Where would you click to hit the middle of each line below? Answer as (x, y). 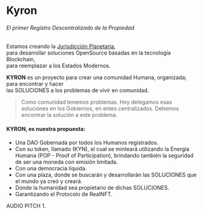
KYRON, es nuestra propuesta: (46, 129)
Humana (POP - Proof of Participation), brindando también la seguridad (104, 155)
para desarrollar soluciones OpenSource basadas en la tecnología (88, 53)
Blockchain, (21, 59)
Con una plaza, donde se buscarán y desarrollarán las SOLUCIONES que (106, 175)
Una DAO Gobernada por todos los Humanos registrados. (87, 142)
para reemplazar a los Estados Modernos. (58, 66)
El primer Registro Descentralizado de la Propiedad (70, 27)
